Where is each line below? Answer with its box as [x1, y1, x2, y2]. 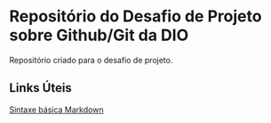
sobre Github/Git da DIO [9, 25, 189, 45]
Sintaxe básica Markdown [9, 104, 104, 115]
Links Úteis [9, 80, 73, 95]
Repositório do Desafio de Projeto [9, 6, 262, 27]
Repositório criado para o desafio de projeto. [9, 54, 173, 65]
